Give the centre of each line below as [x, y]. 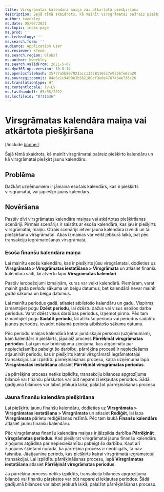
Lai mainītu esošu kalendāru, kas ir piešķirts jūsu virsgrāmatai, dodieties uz [81, 263]
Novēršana [22, 207]
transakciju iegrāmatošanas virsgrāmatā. [46, 240]
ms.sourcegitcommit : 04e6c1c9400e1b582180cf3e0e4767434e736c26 [71, 78]
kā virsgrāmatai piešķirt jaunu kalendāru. [46, 159]
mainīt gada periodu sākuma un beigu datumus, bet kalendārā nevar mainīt [81, 288]
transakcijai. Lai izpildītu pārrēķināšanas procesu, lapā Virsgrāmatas [74, 459]
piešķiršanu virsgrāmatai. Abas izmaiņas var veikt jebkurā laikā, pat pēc [77, 234]
